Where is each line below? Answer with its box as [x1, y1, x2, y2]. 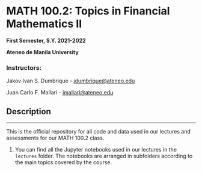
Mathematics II [6, 17, 82, 31]
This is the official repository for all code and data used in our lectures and [6, 128, 191, 135]
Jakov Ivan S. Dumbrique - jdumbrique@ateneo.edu [6, 77, 135, 85]
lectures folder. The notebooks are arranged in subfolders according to [14, 152, 193, 160]
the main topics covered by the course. [14, 159, 112, 166]
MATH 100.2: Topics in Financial [6, 4, 170, 18]
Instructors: [6, 63, 42, 72]
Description [6, 106, 51, 117]
